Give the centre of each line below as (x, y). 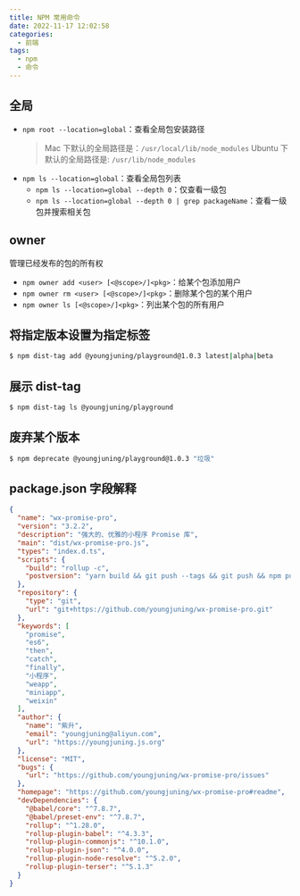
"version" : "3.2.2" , (55, 527)
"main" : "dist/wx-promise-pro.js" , (83, 543)
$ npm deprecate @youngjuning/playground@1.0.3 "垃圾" (112, 458)
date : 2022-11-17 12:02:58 (59, 26)
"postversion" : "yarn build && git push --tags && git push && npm (153, 576)
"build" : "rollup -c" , (67, 568)
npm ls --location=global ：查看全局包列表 (101, 178)
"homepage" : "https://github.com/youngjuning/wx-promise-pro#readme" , (151, 792)
